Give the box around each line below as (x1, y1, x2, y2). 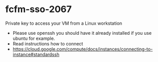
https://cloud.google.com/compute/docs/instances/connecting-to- (12, 46, 153, 52)
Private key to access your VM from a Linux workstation (5, 20, 122, 26)
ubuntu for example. (12, 35, 55, 41)
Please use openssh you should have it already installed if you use (12, 30, 152, 36)
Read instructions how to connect (12, 40, 83, 46)
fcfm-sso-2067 (5, 4, 72, 15)
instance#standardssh (12, 51, 59, 57)
